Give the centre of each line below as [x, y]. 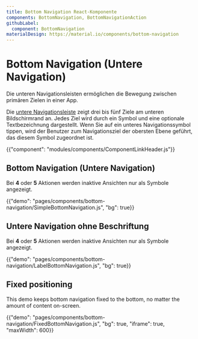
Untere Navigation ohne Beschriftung [78, 226]
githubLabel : [23, 23]
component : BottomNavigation [48, 29]
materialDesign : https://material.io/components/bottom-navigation [93, 34]
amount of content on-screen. [44, 305]
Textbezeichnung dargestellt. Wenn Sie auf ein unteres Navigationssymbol [98, 125]
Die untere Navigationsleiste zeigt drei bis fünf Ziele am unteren [85, 112]
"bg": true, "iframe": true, [133, 323]
